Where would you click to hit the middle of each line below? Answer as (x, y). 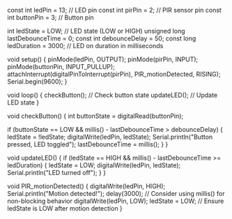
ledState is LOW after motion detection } (65, 208)
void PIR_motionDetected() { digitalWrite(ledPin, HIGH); (86, 186)
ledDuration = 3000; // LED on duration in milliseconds (85, 46)
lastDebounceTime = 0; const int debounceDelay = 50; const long (102, 38)
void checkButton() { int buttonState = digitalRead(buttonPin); (95, 116)
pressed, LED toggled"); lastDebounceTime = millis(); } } (88, 144)
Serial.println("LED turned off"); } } (57, 173)
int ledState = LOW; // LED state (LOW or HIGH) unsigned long (96, 31)
